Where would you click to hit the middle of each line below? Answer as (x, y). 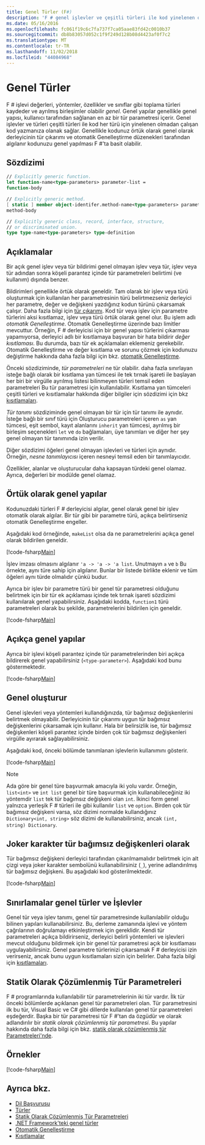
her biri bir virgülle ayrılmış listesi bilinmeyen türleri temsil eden (85, 381)
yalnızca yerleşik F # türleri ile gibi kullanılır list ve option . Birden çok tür (98, 805)
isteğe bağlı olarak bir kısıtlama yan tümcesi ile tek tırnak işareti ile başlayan (101, 375)
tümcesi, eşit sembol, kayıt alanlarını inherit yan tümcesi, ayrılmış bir (93, 426)
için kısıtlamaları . (27, 963)
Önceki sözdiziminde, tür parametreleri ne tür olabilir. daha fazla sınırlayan (100, 368)
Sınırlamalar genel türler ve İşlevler (74, 902)
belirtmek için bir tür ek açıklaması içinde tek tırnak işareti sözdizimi (91, 595)
